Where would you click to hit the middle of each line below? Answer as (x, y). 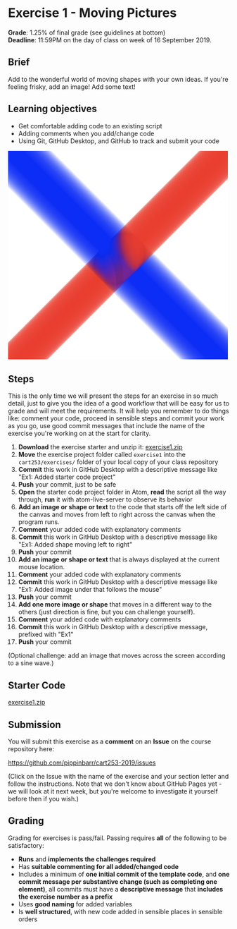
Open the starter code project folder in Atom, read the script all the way (122, 492)
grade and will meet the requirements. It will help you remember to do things (118, 411)
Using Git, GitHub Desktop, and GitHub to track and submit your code (119, 141)
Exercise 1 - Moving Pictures (92, 13)
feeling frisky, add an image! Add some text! (72, 87)
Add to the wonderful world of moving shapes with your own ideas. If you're (118, 79)
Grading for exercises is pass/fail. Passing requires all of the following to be (117, 838)
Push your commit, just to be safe (67, 485)
